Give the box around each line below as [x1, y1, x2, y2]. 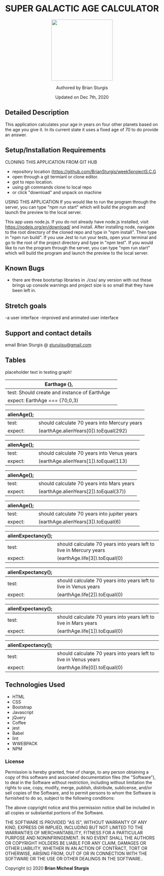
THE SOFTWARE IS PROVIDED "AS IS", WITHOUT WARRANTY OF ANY [5, 819, 147, 825]
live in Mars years [57, 619, 98, 626]
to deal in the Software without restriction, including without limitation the [5, 779, 152, 785]
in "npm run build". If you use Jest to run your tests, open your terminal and [5, 234, 157, 240]
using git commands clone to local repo [12, 184, 92, 190]
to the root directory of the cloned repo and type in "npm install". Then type [5, 229, 157, 235]
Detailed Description [5, 108, 69, 117]
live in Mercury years [57, 547, 105, 554]
